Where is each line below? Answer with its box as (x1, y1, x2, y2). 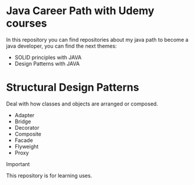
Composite (14, 130, 42, 137)
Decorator (14, 124, 40, 131)
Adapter (14, 111, 35, 118)
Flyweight (14, 143, 39, 150)
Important (6, 160, 30, 167)
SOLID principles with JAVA (14, 54, 82, 61)
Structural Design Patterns (6, 81, 140, 94)
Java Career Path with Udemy (6, 4, 154, 18)
